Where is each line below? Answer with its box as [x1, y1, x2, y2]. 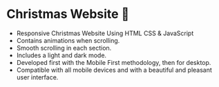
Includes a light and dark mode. [16, 51, 107, 59]
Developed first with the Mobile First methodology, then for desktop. [16, 58, 211, 66]
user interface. [16, 72, 59, 81]
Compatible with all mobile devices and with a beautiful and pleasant [16, 66, 212, 74]
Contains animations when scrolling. [16, 36, 120, 44]
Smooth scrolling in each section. [16, 43, 112, 52]
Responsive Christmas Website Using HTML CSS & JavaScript [16, 29, 194, 37]
